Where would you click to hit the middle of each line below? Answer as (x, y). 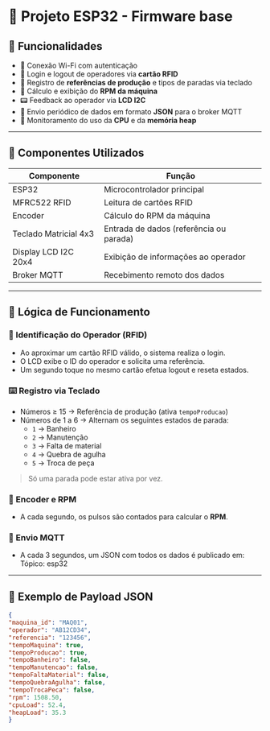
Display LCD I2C (43, 251)
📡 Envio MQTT (37, 538)
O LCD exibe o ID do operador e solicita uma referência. (112, 361)
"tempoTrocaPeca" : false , (51, 690)
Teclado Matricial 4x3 (53, 233)
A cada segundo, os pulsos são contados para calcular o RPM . (124, 517)
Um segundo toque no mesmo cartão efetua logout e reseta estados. (134, 370)
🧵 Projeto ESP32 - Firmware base (121, 17)
